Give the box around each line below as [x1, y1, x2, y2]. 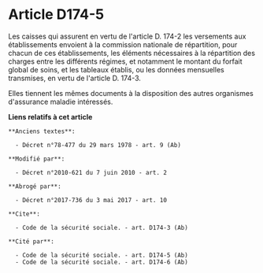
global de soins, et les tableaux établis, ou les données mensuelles [8, 65, 224, 74]
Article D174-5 [8, 6, 105, 24]
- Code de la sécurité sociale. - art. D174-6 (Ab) [15, 258, 189, 266]
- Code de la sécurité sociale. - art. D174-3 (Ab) [15, 223, 189, 231]
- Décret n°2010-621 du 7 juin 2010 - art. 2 [15, 168, 168, 176]
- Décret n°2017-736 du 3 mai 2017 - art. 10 [15, 196, 168, 204]
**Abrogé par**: [8, 183, 61, 190]
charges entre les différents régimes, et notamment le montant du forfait [8, 57, 243, 66]
